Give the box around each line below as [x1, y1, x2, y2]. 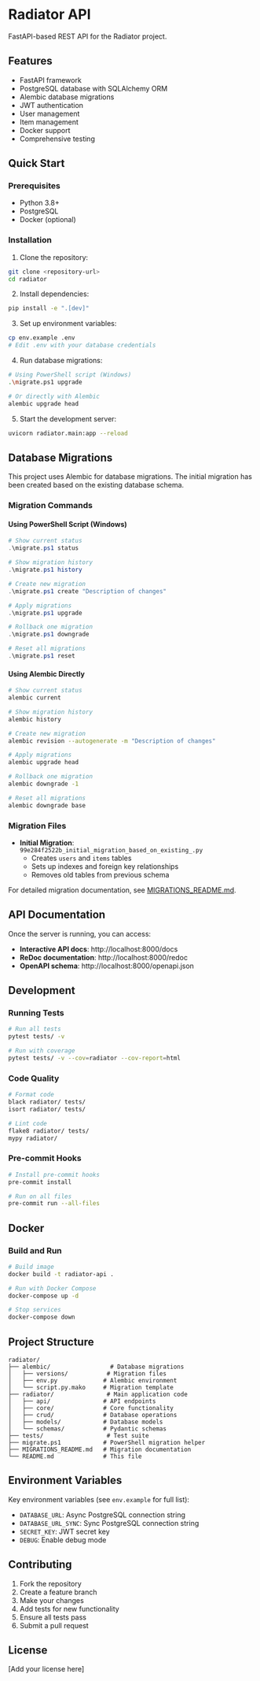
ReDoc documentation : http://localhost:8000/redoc [19, 952, 189, 962]
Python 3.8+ [19, 199, 60, 208]
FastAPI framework [19, 75, 82, 84]
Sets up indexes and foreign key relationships [31, 861, 179, 871]
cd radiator [8, 275, 47, 283]
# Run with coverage [8, 1047, 76, 1055]
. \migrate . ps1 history [8, 566, 82, 574]
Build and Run [8, 1245, 63, 1256]
